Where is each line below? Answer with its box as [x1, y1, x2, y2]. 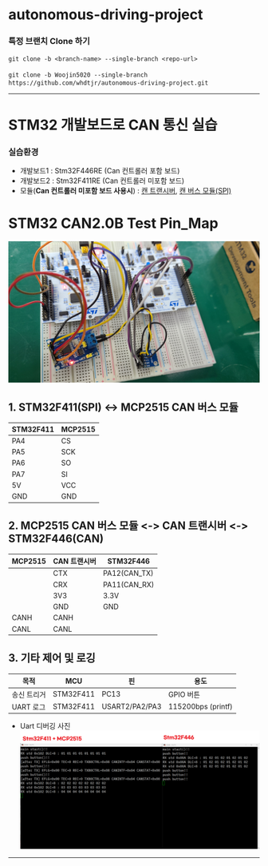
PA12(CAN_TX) [103, 569, 154, 578]
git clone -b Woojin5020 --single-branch [8, 71, 148, 79]
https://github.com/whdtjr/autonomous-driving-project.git [8, 79, 209, 87]
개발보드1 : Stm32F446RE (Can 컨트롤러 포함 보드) [19, 165, 180, 175]
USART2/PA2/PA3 [101, 701, 162, 712]
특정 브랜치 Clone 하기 [8, 36, 90, 47]
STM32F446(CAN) [8, 532, 104, 546]
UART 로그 [11, 701, 46, 712]
